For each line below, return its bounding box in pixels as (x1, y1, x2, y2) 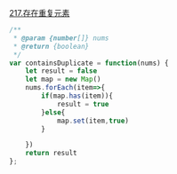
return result (25, 149, 77, 158)
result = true (56, 99, 109, 108)
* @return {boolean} (12, 42, 90, 51)
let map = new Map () (25, 75, 101, 84)
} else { (41, 107, 66, 117)
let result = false (25, 67, 98, 75)
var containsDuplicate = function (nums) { (9, 59, 169, 67)
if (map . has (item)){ (41, 91, 114, 100)
